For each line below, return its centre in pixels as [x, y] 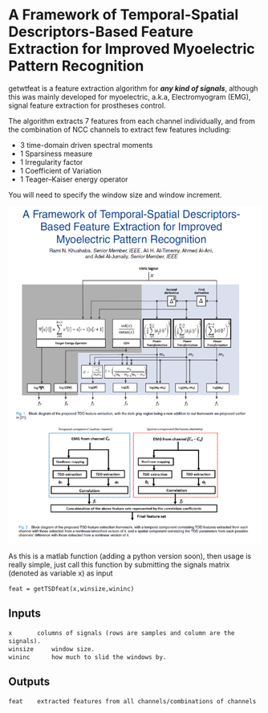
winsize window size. [51, 649]
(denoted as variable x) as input [61, 573]
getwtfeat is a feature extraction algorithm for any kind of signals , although [133, 88]
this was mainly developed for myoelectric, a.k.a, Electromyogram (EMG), [130, 96]
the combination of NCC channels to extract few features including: [120, 129]
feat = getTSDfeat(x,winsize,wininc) [71, 589]
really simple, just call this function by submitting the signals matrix [119, 565]
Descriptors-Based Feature [101, 32]
